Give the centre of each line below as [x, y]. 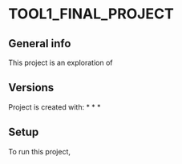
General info [40, 44]
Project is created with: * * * [55, 107]
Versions [31, 88]
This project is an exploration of [61, 62]
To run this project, [39, 151]
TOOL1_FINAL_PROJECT [91, 14]
